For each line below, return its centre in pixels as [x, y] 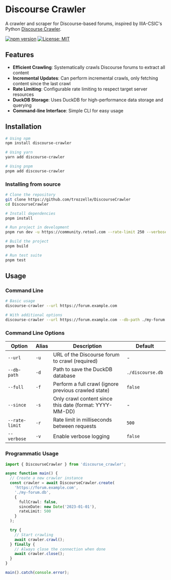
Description [88, 346]
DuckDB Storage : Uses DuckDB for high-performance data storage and [88, 100]
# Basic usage [20, 301]
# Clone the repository [31, 195]
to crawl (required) [76, 361]
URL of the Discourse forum [86, 355]
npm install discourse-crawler [38, 143]
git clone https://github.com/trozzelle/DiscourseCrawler [68, 199]
